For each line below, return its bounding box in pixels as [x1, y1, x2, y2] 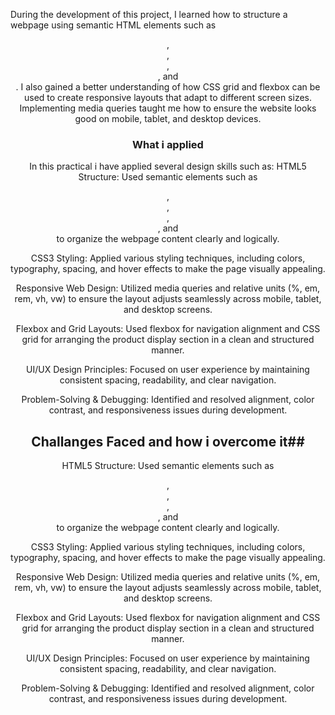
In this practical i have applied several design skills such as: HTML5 [29, 160, 307, 173]
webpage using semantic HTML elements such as [10, 19, 217, 31]
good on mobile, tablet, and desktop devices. [74, 113, 262, 124]
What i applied [132, 137, 204, 151]
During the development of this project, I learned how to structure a [10, 9, 288, 20]
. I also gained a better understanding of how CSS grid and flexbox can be [15, 81, 321, 93]
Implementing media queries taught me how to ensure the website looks [19, 102, 317, 114]
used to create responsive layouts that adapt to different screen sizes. [23, 92, 312, 103]
